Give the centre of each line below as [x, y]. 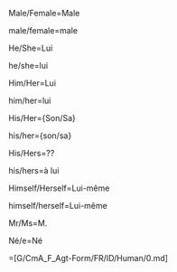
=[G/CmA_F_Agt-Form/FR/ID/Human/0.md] [88, 258]
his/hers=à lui [34, 170]
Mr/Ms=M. [28, 223]
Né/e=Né [25, 240]
